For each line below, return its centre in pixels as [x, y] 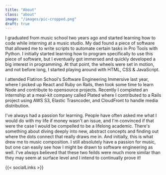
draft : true [17, 24]
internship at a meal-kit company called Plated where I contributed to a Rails [83, 95]
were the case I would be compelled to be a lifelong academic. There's [78, 126]
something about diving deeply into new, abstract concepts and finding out [82, 131]
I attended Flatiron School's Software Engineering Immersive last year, [77, 79]
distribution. [17, 106]
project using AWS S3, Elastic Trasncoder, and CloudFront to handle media [82, 101]
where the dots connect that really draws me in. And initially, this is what [79, 137]
